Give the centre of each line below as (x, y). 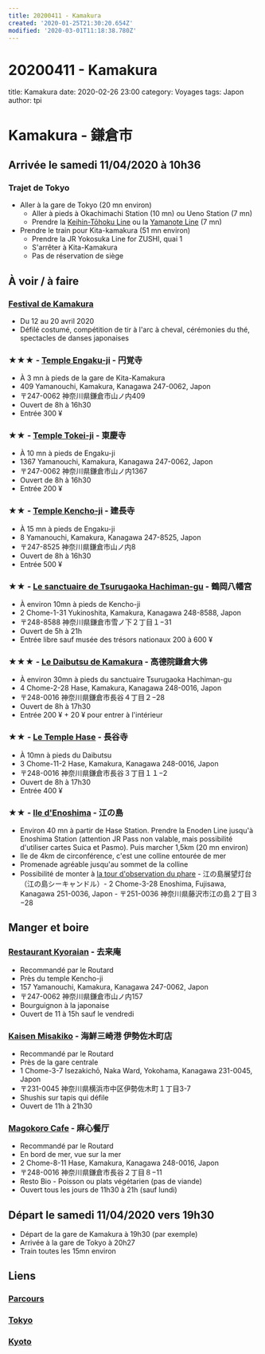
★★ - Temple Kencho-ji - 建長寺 (72, 511)
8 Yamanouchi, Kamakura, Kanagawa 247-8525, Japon (110, 537)
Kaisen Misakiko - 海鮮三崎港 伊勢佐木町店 (90, 1036)
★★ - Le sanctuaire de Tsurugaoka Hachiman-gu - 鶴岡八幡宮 (130, 586)
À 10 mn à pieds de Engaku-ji (67, 453)
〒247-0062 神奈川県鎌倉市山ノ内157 (81, 996)
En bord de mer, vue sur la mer (70, 1155)
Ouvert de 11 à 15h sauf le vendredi (77, 1014)
